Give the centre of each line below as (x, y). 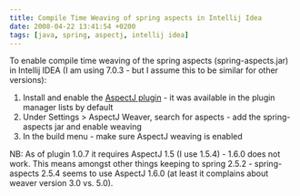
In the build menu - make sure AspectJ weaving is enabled (132, 137)
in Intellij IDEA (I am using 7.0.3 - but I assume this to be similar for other (144, 70)
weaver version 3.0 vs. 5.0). (61, 183)
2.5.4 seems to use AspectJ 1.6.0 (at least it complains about (155, 173)
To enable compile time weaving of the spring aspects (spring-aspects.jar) (149, 61)
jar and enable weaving (98, 127)
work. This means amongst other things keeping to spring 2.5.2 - (131, 164)
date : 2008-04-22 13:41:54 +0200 (73, 26)
